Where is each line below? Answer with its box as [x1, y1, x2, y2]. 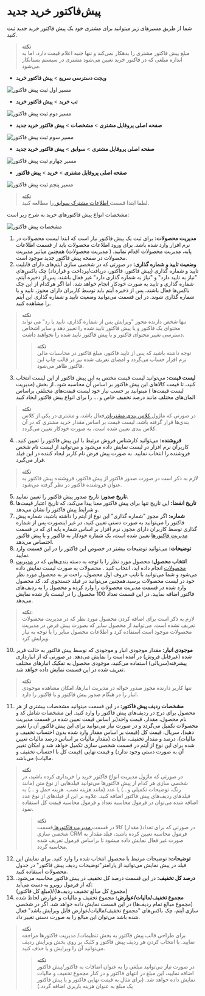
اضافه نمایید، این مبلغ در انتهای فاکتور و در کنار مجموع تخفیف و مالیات [36, 969, 194, 976]
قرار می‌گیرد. [15, 456, 46, 463]
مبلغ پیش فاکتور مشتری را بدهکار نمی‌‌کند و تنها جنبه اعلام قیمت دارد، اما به [21, 49, 190, 56]
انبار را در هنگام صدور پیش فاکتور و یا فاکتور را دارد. [21, 690, 139, 698]
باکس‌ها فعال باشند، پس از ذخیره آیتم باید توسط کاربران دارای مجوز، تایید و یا [15, 286, 190, 294]
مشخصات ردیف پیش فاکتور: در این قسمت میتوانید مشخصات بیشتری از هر [15, 702, 184, 709]
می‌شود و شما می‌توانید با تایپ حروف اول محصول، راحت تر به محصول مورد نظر [15, 570, 197, 578]
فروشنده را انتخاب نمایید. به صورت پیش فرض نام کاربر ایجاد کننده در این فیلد [15, 449, 190, 456]
